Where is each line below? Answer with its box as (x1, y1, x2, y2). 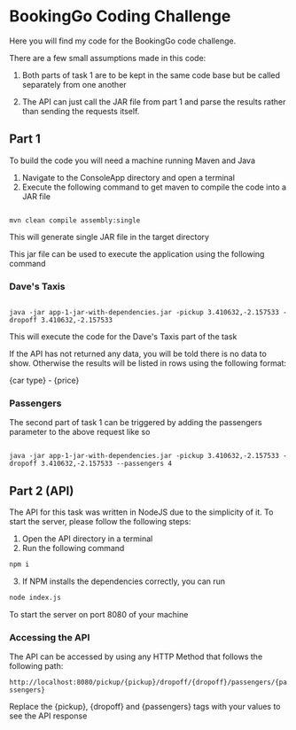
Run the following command (21, 543, 125, 554)
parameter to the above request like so (9, 427, 151, 438)
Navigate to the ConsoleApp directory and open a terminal (21, 172, 235, 182)
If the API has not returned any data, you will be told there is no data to (9, 348, 268, 360)
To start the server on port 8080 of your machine (9, 609, 189, 619)
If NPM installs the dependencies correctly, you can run (21, 576, 226, 586)
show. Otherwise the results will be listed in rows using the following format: (9, 358, 286, 369)
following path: (9, 661, 64, 672)
